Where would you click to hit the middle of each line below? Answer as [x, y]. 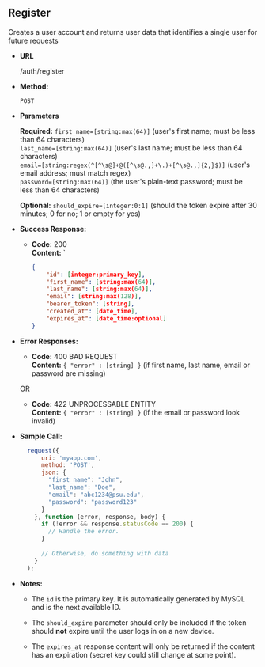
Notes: [31, 583]
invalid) [44, 421]
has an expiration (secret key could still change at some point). [134, 654]
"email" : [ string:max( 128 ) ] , [94, 297]
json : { [53, 473]
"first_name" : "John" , [86, 480]
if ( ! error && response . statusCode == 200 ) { [117, 524]
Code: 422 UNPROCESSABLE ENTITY [94, 404]
